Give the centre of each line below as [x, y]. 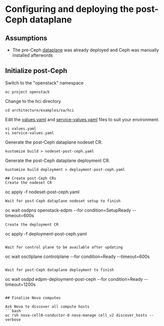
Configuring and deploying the [70, 9]
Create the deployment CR [32, 225]
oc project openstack [27, 92]
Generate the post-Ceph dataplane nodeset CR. [54, 142]
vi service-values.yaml [30, 133]
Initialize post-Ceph [36, 71]
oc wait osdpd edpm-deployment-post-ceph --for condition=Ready [74, 279]
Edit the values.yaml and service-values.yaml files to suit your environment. [82, 119]
